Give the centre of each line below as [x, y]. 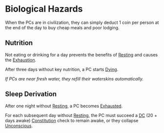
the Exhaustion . [21, 60]
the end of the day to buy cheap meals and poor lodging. [62, 27]
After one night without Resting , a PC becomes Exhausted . [64, 106]
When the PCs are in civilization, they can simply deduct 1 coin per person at [82, 22]
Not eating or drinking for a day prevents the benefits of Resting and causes [81, 55]
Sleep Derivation [31, 94]
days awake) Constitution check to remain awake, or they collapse [72, 120]
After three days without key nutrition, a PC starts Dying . [62, 69]
